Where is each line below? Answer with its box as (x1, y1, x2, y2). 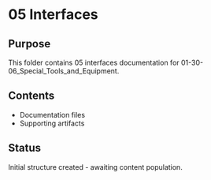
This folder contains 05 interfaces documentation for (8, 58, 180, 67)
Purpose (8, 37, 51, 51)
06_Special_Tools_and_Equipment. (8, 66, 120, 76)
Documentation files (19, 110, 85, 119)
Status (8, 141, 42, 155)
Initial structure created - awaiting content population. (8, 162, 183, 171)
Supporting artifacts (19, 118, 85, 128)
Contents (8, 89, 55, 103)
